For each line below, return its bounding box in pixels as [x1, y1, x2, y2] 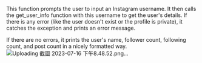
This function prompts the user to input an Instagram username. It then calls [6, 5, 197, 12]
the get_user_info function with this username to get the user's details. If [6, 12, 187, 19]
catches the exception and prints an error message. [6, 24, 135, 31]
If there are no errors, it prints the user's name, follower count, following [6, 36, 186, 43]
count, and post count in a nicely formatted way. [6, 42, 127, 50]
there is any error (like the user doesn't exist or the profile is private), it [6, 18, 183, 25]
